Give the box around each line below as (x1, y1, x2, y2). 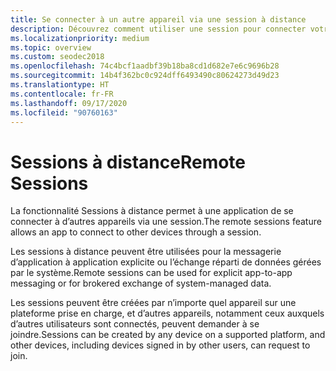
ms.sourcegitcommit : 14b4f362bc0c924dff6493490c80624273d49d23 (10, 71, 280, 81)
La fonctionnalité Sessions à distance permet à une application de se (10, 205, 294, 217)
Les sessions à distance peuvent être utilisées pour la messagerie (10, 246, 282, 258)
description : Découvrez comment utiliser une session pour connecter (10, 24, 307, 34)
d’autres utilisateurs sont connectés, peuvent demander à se (10, 318, 260, 330)
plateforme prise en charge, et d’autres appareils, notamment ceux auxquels (10, 307, 325, 320)
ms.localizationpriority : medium (10, 33, 150, 43)
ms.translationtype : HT (10, 80, 110, 90)
